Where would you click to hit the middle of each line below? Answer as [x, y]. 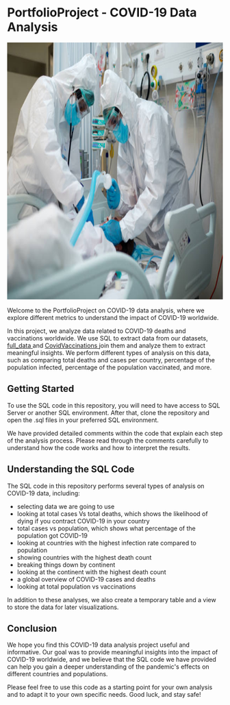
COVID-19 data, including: [43, 493]
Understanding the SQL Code [71, 470]
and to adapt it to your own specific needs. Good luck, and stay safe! [104, 695]
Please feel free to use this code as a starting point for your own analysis [110, 687]
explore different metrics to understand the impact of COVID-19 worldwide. [113, 317]
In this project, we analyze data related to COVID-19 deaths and [97, 331]
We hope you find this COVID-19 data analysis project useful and [99, 645]
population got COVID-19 [52, 535]
